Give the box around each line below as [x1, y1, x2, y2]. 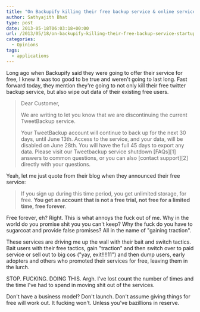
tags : [6, 48, 20, 53]
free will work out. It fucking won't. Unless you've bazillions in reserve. [6, 299, 180, 306]
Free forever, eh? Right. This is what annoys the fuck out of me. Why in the [6, 214, 189, 221]
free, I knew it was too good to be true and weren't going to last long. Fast [6, 75, 187, 83]
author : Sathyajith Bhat [6, 14, 68, 20]
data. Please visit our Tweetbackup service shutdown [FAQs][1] [20, 148, 176, 155]
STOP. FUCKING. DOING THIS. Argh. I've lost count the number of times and [6, 275, 194, 282]
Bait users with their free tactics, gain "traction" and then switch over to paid [6, 244, 194, 251]
